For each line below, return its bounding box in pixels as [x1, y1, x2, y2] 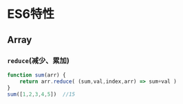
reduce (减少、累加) [7, 55, 70, 65]
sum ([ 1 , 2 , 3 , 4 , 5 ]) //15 [7, 90, 76, 98]
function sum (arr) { [7, 71, 67, 79]
